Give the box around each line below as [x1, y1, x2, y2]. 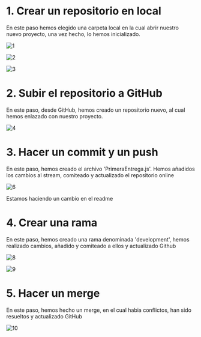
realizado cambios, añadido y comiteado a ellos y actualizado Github [6, 242, 176, 249]
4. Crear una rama [6, 216, 98, 229]
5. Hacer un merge [6, 287, 100, 300]
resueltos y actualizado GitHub [6, 312, 83, 320]
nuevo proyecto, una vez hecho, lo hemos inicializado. [6, 30, 141, 37]
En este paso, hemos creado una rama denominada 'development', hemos [6, 235, 190, 243]
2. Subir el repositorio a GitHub [6, 87, 163, 100]
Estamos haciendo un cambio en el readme [6, 195, 113, 202]
